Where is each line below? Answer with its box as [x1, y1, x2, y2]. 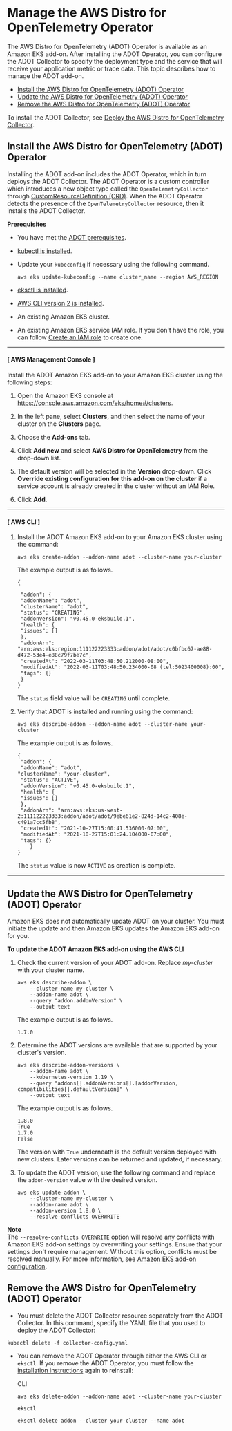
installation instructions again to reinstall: [17, 1366, 133, 1374]
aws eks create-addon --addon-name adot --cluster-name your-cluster [17, 554, 222, 561]
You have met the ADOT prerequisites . [17, 233, 126, 241]
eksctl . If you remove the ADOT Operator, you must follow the [17, 1358, 195, 1367]
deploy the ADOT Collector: [17, 1326, 96, 1334]
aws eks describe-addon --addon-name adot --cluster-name [17, 721, 188, 728]
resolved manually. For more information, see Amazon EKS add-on [7, 1255, 197, 1263]
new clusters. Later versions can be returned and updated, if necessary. [17, 1154, 223, 1163]
